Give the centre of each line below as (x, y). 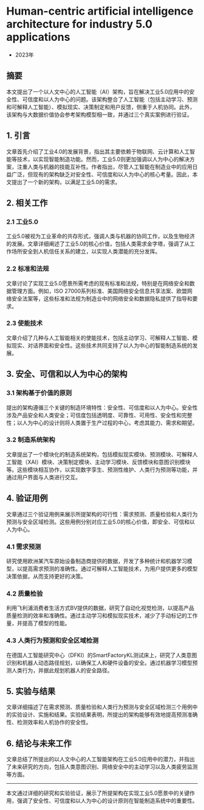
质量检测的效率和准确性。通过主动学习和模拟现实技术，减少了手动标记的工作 (102, 616)
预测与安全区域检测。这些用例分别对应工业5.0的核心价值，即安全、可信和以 (101, 522)
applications (38, 37)
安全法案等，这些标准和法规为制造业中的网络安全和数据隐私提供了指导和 (102, 298)
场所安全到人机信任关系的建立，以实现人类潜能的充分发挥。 (86, 252)
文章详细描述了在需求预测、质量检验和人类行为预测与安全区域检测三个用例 (99, 707)
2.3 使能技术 (25, 323)
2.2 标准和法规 (28, 269)
